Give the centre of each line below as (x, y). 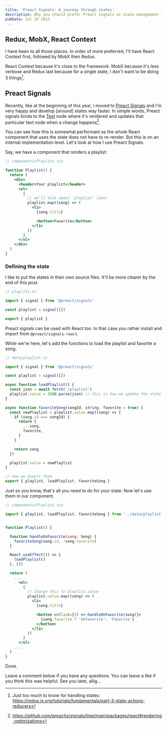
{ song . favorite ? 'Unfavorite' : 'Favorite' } (87, 619)
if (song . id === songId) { (42, 417)
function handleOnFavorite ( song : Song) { (53, 537)
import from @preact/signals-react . (42, 334)
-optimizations (27, 721)
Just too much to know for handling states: (56, 695)
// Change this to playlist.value (63, 592)
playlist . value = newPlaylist (41, 463)
